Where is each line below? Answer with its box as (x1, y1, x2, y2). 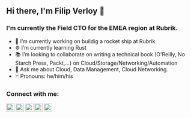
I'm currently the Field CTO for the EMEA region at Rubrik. (6, 24, 178, 32)
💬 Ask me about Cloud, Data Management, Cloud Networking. (14, 65, 168, 72)
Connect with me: (6, 89, 59, 98)
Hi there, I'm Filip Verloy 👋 (6, 6, 105, 16)
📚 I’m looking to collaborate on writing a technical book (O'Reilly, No (14, 50, 185, 58)
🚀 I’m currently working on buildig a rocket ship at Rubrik (14, 37, 156, 45)
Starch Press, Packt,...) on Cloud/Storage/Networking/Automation (14, 59, 178, 66)
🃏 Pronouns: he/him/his (14, 72, 73, 80)
